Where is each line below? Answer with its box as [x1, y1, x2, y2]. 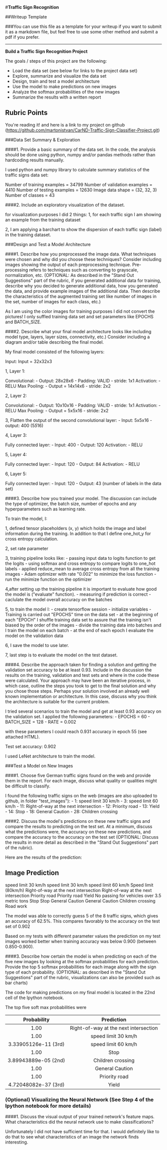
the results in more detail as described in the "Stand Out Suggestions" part [5, 839, 158, 845]
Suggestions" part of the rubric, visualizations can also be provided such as [5, 974, 161, 980]
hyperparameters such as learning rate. [5, 506, 86, 512]
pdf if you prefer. [5, 34, 40, 40]
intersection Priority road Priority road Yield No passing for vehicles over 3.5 [5, 893, 162, 898]
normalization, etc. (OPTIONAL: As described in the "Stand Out [5, 272, 134, 278]
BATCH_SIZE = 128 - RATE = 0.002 [5, 719, 76, 725]
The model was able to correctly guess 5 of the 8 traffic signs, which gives [5, 912, 158, 918]
